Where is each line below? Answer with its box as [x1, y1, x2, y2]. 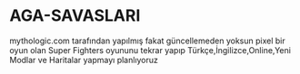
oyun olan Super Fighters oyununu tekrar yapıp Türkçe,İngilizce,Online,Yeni [9, 44, 291, 55]
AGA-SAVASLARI [9, 5, 141, 26]
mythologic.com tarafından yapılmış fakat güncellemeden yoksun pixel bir [9, 35, 285, 46]
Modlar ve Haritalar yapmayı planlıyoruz [9, 54, 159, 65]
